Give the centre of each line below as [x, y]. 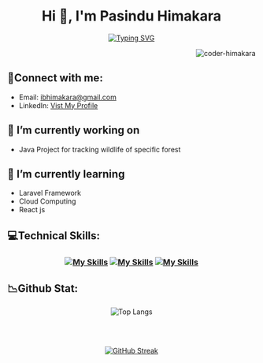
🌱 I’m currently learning [66, 174]
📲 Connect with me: [55, 78]
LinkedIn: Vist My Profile [58, 105]
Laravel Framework [50, 193]
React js [32, 210]
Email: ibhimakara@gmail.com [68, 97]
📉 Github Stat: [43, 288]
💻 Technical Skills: [54, 236]
